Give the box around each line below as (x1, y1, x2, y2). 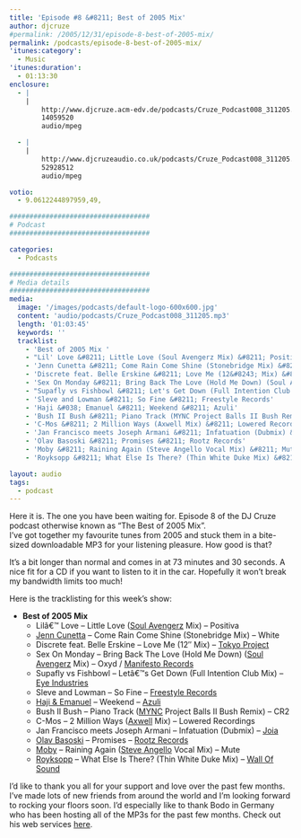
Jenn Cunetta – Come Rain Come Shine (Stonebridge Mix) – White (35, 630, 280, 640)
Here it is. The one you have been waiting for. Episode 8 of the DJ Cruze (9, 511, 276, 522)
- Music (17, 55, 47, 64)
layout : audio (9, 469, 63, 479)
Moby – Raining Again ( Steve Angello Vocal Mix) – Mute (35, 745, 240, 755)
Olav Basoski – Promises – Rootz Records (35, 735, 189, 745)
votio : (9, 188, 34, 197)
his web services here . (9, 819, 93, 830)
